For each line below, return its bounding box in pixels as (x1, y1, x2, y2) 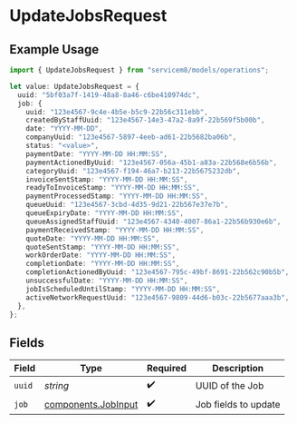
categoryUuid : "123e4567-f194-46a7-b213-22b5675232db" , (25, 166, 242, 175)
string (43, 379, 70, 391)
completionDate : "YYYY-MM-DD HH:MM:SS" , (25, 260, 180, 269)
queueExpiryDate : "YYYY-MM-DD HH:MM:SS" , (25, 209, 184, 218)
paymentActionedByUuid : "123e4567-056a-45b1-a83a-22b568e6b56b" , (25, 158, 278, 167)
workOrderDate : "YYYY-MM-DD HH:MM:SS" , (25, 251, 177, 260)
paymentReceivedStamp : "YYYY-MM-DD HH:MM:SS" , (25, 225, 205, 234)
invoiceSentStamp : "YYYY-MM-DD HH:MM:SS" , (25, 174, 188, 184)
